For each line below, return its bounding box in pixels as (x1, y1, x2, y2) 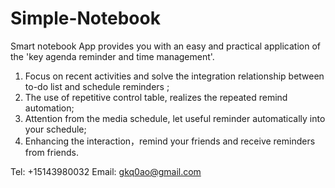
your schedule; (24, 123, 87, 135)
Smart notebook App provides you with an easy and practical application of (10, 40, 322, 52)
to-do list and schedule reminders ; (24, 80, 170, 92)
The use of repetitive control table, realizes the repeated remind (24, 91, 288, 103)
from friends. (24, 146, 80, 158)
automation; (24, 102, 75, 114)
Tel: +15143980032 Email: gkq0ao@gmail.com (10, 165, 202, 177)
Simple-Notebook (10, 7, 161, 30)
